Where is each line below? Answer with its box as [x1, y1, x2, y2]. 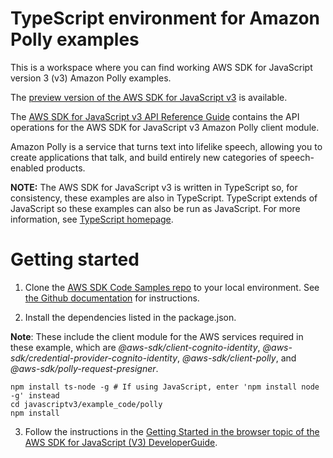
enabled [10, 162, 44, 174]
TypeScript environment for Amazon [10, 7, 321, 30]
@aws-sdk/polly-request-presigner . [10, 362, 159, 374]
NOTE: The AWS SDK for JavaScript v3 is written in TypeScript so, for [10, 181, 298, 193]
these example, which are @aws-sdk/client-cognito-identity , [10, 341, 261, 353]
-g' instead [10, 390, 60, 401]
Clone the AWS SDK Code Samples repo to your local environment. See [24, 281, 320, 293]
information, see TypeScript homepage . [10, 213, 174, 225]
